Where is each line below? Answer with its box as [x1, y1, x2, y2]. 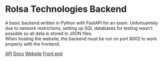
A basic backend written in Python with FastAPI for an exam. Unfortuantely [5, 20, 158, 26]
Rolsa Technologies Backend [5, 3, 127, 15]
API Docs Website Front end [5, 51, 63, 57]
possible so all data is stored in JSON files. [5, 30, 93, 36]
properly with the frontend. [5, 41, 61, 47]
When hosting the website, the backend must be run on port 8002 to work [5, 36, 158, 42]
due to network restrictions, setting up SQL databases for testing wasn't [5, 25, 153, 31]
